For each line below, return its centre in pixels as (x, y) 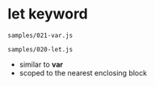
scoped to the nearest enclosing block (83, 72)
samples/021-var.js (40, 35)
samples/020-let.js (40, 49)
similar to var (41, 64)
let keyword (48, 14)
